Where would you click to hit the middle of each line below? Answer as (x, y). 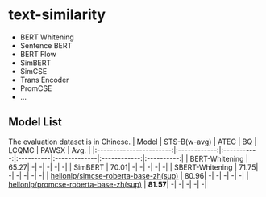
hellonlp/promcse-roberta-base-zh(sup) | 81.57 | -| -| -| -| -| (108, 184)
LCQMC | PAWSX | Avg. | (50, 150)
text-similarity (57, 15)
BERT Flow (38, 54)
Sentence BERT (46, 45)
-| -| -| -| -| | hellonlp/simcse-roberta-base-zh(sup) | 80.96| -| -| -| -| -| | (129, 175)
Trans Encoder (44, 80)
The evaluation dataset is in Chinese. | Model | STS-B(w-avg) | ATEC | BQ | (133, 142)
